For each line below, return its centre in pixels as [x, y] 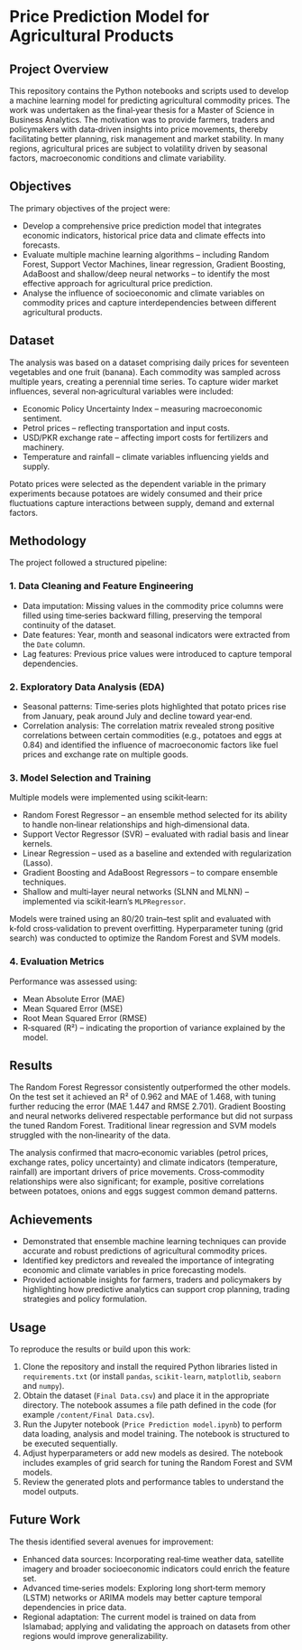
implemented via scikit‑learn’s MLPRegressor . [104, 902]
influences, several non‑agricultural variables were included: [122, 391]
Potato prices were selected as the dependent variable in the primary [138, 483]
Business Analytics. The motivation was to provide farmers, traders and [142, 120]
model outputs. [50, 1492]
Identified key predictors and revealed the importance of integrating [148, 1261]
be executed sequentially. [70, 1444]
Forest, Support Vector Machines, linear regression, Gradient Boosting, [154, 264]
